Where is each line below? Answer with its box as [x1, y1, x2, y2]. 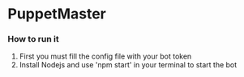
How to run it [7, 34, 59, 45]
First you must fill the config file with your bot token [19, 51, 192, 61]
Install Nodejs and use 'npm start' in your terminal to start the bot [19, 60, 238, 70]
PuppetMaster [7, 5, 106, 23]
